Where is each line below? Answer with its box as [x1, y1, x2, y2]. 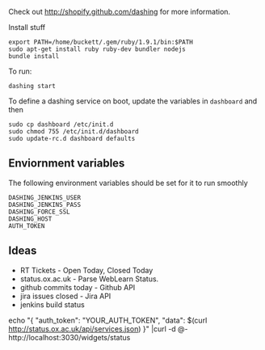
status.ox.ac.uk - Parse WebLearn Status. [19, 274, 159, 284]
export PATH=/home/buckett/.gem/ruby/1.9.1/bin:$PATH [8, 38, 194, 46]
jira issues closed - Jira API [19, 291, 111, 301]
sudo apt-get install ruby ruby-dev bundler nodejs [8, 45, 186, 53]
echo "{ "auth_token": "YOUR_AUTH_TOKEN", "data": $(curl [8, 315, 208, 325]
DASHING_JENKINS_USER [8, 193, 82, 201]
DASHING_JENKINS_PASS [8, 200, 82, 209]
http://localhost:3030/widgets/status [8, 332, 131, 342]
